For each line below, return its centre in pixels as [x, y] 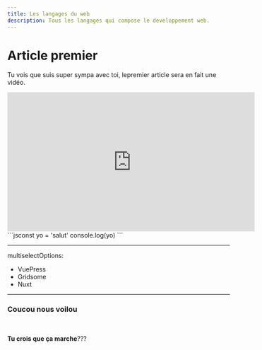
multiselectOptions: [36, 256]
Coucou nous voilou [42, 310]
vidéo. [17, 83]
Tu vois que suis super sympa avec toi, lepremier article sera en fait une [112, 75]
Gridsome [32, 277]
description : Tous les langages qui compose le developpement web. [109, 21]
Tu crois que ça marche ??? [47, 338]
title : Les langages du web [49, 14]
